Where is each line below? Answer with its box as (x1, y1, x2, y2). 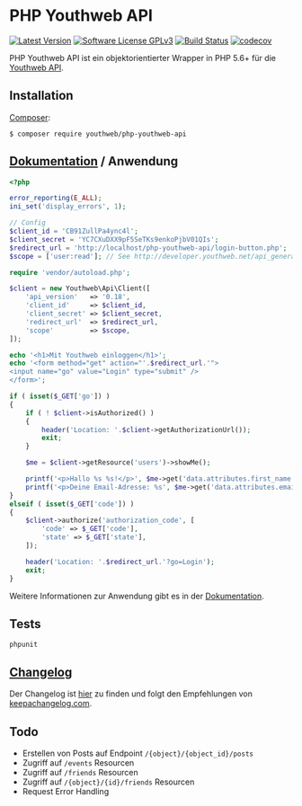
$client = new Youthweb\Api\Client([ (9, 284, 151, 293)
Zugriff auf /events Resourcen (22, 757, 135, 768)
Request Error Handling (22, 786, 110, 796)
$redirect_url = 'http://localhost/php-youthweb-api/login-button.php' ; (9, 244, 288, 252)
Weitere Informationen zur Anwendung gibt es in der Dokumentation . (9, 590, 265, 601)
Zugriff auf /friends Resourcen (22, 767, 138, 777)
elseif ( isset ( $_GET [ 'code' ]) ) (9, 500, 135, 509)
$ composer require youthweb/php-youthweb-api (9, 129, 187, 138)
